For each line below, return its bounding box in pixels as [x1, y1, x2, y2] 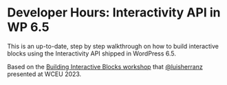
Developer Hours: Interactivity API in [7, 5, 221, 21]
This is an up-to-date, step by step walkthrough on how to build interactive [7, 42, 219, 50]
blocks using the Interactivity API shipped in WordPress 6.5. [7, 49, 177, 58]
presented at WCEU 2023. [7, 70, 82, 78]
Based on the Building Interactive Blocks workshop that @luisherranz [7, 62, 203, 71]
